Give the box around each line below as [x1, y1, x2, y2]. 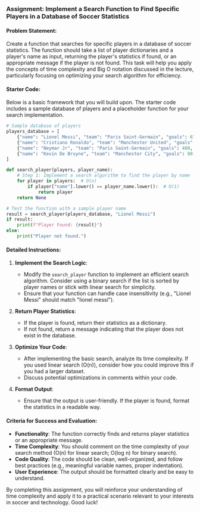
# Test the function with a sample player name [6, 205, 127, 212]
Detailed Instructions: [6, 246, 61, 253]
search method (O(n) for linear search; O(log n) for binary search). [14, 449, 178, 457]
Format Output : [14, 386, 54, 393]
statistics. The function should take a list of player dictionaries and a [6, 46, 174, 54]
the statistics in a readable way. [23, 404, 101, 411]
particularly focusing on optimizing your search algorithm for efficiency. [6, 72, 182, 79]
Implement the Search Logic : [14, 259, 88, 266]
